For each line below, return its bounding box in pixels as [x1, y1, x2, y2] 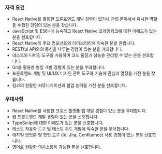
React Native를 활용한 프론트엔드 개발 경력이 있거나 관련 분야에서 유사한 [12, 16, 148, 22]
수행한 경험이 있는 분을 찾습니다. [17, 22, 78, 28]
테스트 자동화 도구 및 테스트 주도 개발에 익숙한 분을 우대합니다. [12, 126, 130, 131]
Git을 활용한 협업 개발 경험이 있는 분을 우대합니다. [12, 64, 105, 70]
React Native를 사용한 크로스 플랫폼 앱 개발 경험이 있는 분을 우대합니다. [12, 108, 147, 113]
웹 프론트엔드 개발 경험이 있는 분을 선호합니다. [12, 113, 99, 119]
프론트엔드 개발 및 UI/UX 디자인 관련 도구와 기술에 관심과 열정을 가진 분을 [12, 70, 150, 76]
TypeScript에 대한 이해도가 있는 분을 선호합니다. [12, 120, 104, 126]
